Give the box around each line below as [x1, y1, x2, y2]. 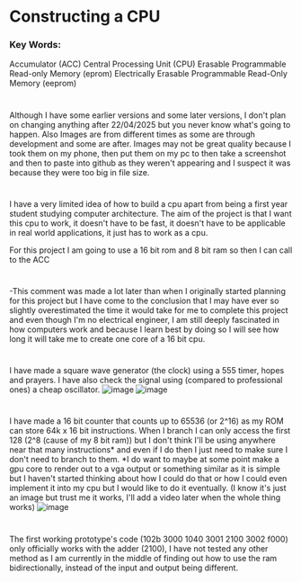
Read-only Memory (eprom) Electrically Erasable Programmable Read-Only [9, 68, 288, 79]
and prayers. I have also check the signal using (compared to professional [9, 375, 283, 386]
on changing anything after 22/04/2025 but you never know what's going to [9, 119, 291, 130]
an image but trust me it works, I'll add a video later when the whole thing [9, 492, 281, 503]
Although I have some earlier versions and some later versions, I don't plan [9, 110, 287, 121]
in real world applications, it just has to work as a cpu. [9, 227, 208, 237]
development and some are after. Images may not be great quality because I [9, 138, 292, 149]
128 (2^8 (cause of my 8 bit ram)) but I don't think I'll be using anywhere [9, 434, 276, 446]
